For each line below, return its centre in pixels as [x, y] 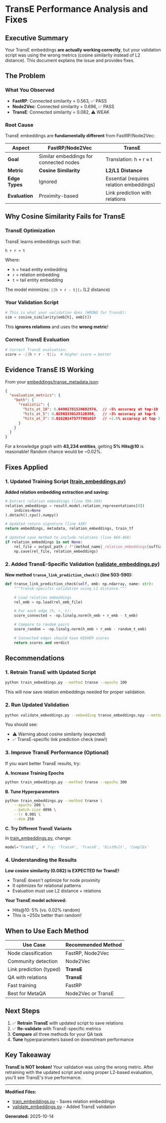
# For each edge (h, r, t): [43, 611]
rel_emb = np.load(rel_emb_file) [48, 602]
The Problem [25, 76]
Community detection [33, 961]
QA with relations [27, 977]
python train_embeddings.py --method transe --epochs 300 [66, 782]
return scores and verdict [42, 643]
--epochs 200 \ [30, 805]
